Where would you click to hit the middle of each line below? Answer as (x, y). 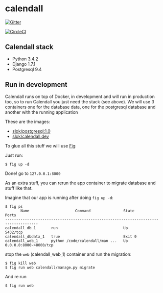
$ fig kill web (21, 263)
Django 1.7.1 (24, 64)
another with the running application (42, 112)
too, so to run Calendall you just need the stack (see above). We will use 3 (80, 101)
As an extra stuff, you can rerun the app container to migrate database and (80, 183)
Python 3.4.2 (25, 59)
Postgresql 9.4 (27, 69)
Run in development (36, 85)
